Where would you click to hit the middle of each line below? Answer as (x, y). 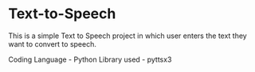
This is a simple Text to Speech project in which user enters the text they (127, 36)
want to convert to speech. (53, 44)
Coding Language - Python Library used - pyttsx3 (90, 59)
